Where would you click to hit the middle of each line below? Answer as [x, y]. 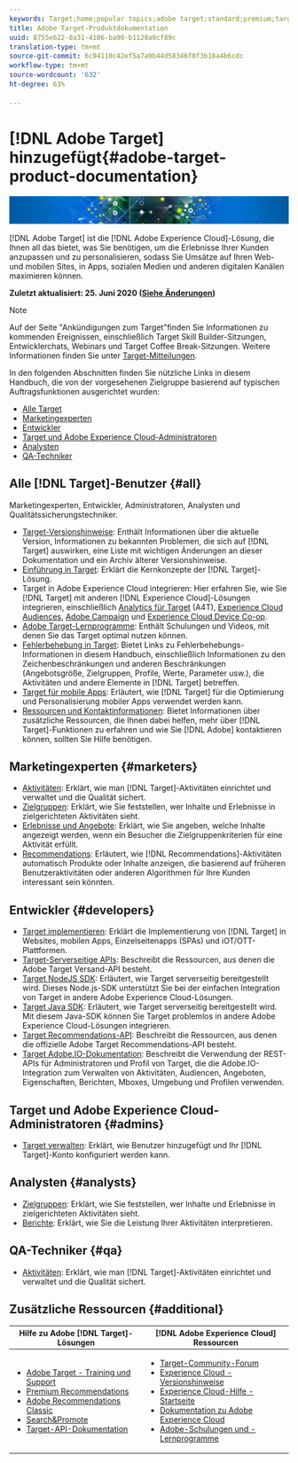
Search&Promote [57, 1420]
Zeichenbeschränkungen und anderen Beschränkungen [124, 663]
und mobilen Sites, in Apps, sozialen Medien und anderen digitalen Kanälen [147, 266]
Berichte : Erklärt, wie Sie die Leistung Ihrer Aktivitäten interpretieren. [147, 1223]
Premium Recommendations [78, 1391]
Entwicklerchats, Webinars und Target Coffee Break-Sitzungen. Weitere [140, 346]
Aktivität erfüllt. [50, 845]
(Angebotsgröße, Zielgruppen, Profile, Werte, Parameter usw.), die [143, 673]
